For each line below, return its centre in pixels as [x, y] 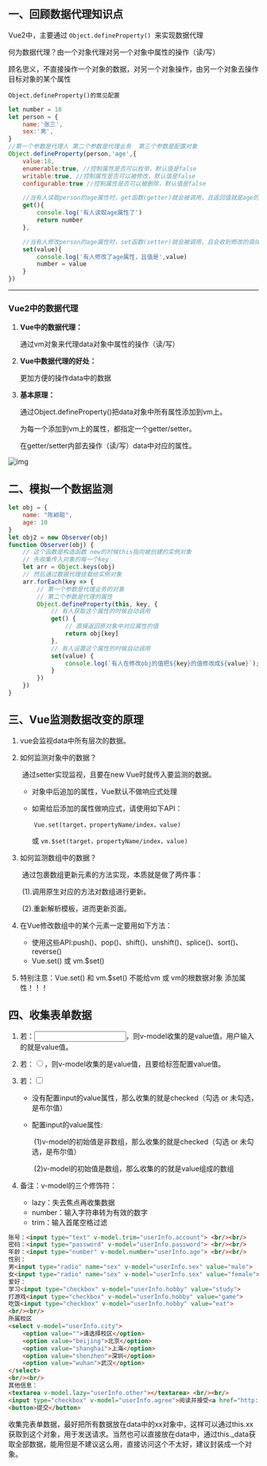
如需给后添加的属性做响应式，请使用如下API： [107, 808]
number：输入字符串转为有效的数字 [90, 1212]
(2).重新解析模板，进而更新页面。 [76, 908]
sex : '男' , [38, 132]
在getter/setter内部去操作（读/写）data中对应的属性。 [108, 446]
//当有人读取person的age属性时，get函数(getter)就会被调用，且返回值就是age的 [141, 198]
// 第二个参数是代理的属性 [75, 596]
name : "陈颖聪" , [48, 515]
